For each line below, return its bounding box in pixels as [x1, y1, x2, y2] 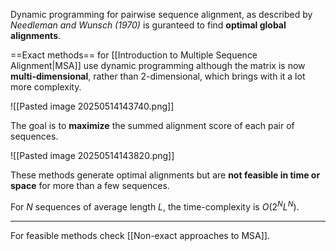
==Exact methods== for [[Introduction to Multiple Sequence [10, 49, 258, 61]
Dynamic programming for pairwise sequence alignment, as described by [10, 9, 313, 20]
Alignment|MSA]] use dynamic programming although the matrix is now [10, 60, 306, 71]
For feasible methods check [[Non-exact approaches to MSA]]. [10, 229, 270, 241]
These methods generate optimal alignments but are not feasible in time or [10, 169, 321, 181]
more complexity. [10, 81, 82, 93]
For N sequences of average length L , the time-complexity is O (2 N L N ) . [10, 199, 300, 213]
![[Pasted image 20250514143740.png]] [10, 100, 175, 112]
